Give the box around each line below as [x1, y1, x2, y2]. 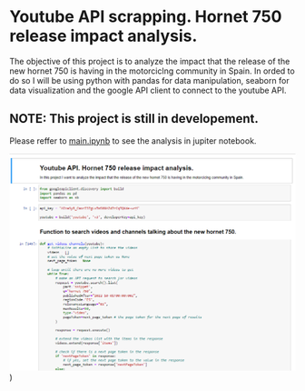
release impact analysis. [9, 25, 198, 46]
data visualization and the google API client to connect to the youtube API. [9, 85, 288, 95]
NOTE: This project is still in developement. [9, 111, 259, 126]
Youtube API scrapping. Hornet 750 [9, 6, 282, 27]
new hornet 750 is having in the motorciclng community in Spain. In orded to [9, 65, 295, 76]
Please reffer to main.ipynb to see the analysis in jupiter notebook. [9, 135, 257, 146]
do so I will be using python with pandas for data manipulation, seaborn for [9, 75, 290, 85]
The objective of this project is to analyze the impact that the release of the [9, 55, 290, 66]
